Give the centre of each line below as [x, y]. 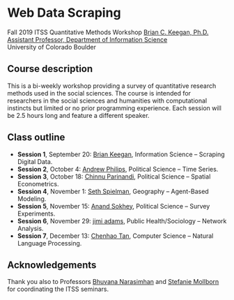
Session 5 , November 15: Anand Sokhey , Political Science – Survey [114, 206]
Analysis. [30, 228]
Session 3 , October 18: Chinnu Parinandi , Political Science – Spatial [114, 177]
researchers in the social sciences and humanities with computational [107, 100]
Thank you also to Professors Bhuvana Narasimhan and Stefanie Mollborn [113, 282]
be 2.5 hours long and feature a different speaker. [78, 115]
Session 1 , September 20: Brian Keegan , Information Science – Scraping [121, 154]
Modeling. [32, 198]
